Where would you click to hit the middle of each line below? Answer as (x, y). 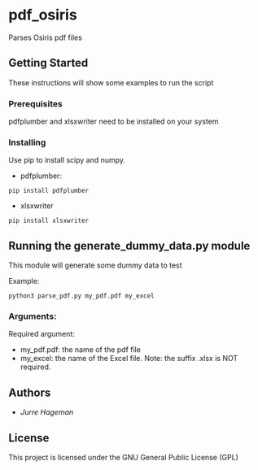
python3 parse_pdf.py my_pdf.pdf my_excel (81, 296)
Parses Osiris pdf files (46, 37)
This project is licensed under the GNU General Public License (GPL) (123, 458)
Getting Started (48, 63)
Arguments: (33, 316)
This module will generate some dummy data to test (95, 265)
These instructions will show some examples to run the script (111, 82)
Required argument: (42, 334)
